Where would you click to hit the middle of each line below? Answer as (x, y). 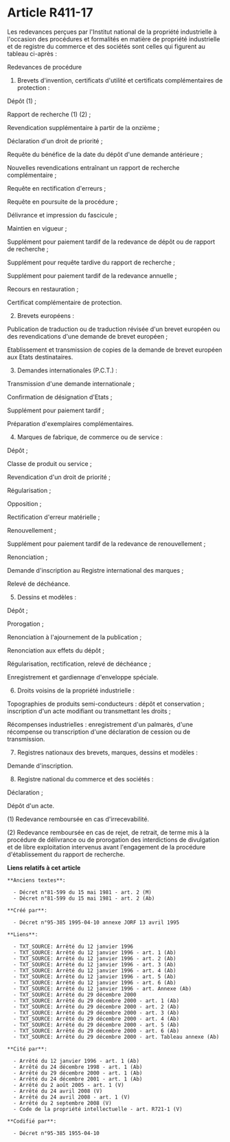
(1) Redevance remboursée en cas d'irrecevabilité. (78, 819)
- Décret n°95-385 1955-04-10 (56, 1133)
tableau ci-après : (32, 54)
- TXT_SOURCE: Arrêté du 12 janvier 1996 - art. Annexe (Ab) (103, 988)
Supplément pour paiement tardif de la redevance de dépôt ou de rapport (111, 242)
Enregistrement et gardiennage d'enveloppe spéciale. (83, 677)
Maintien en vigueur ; (37, 228)
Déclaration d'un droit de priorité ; (55, 141)
